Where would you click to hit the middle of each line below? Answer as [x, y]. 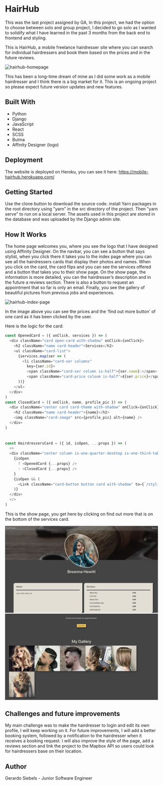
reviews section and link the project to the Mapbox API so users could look [80, 746]
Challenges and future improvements [63, 713]
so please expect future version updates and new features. [64, 86]
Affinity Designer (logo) [35, 145]
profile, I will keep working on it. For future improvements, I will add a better [81, 731]
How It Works [26, 234]
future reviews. [20, 57]
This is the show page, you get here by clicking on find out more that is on [79, 514]
